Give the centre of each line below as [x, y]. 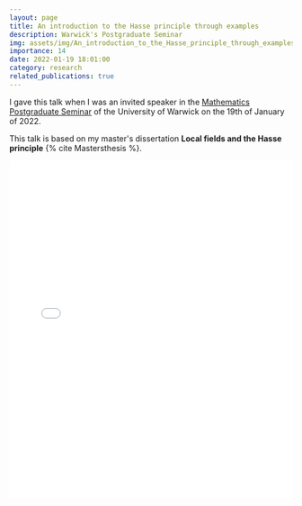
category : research [46, 68]
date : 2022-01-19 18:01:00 [60, 59]
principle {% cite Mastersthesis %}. [75, 148]
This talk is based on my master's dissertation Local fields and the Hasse [146, 138]
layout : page [34, 18]
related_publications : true [62, 77]
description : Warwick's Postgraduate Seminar [96, 34]
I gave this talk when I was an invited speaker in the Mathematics [129, 102]
